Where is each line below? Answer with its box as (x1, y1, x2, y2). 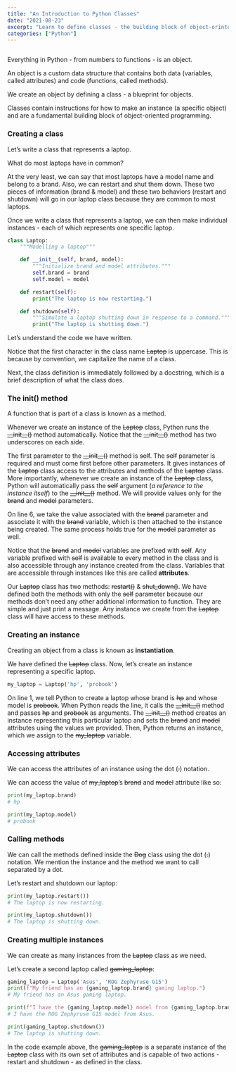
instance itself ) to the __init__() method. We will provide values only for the (7, 489, 222, 497)
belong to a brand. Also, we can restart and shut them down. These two (7, 180, 215, 188)
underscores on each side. (7, 438, 85, 447)
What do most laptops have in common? (7, 158, 124, 167)
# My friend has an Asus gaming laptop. (7, 991, 128, 999)
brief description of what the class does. (7, 376, 124, 385)
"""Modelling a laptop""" (20, 244, 96, 251)
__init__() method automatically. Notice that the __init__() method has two (7, 430, 217, 439)
